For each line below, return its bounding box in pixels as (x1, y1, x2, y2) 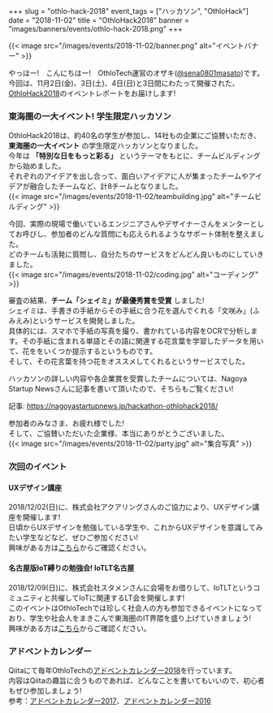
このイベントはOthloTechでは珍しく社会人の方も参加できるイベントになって (8, 603, 262, 612)
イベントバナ (214, 41, 258, 50)
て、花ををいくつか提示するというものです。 (8, 347, 157, 356)
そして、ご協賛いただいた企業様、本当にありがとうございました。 (8, 429, 229, 439)
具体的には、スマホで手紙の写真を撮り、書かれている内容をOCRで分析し (8, 326, 251, 336)
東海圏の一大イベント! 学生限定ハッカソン (8, 110, 172, 122)
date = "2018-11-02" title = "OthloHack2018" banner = (8, 15, 189, 25)
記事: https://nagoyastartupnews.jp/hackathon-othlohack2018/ (8, 401, 219, 411)
